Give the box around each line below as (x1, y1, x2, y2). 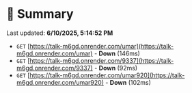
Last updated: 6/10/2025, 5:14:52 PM (6, 29, 113, 37)
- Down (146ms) (94, 49, 141, 57)
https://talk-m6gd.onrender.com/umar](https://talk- (29, 42, 174, 50)
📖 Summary (6, 6, 74, 22)
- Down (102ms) (105, 78, 152, 86)
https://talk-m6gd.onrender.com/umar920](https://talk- (29, 71, 185, 79)
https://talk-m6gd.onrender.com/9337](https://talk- (29, 56, 174, 64)
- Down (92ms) (94, 64, 138, 72)
